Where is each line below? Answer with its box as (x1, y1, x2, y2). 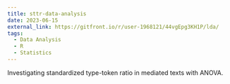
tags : (7, 29, 23, 37)
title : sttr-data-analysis (7, 10, 87, 17)
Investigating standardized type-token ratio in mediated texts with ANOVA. (7, 68, 224, 77)
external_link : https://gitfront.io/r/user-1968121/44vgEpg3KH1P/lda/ (7, 23, 219, 30)
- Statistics (13, 50, 52, 57)
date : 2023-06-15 (7, 17, 59, 24)
